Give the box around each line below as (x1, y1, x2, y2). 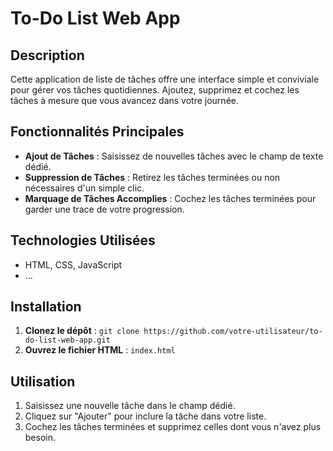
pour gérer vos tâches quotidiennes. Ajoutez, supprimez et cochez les (10, 84, 300, 96)
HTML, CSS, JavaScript (24, 258, 123, 271)
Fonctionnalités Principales (10, 123, 185, 141)
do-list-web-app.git (24, 335, 111, 346)
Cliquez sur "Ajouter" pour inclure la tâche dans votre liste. (24, 410, 267, 422)
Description (10, 47, 85, 64)
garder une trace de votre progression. (24, 203, 185, 215)
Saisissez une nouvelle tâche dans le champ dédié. (24, 400, 236, 412)
